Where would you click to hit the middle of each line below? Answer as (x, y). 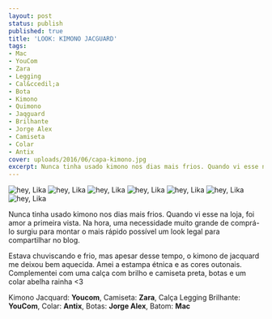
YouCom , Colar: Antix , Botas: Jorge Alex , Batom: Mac (100, 306)
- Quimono (25, 106)
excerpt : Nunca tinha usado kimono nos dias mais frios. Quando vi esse (134, 167)
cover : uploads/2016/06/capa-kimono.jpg (78, 159)
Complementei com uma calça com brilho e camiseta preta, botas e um (127, 274)
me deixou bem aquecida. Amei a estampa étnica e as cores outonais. (125, 265)
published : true (36, 31)
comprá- (245, 223)
